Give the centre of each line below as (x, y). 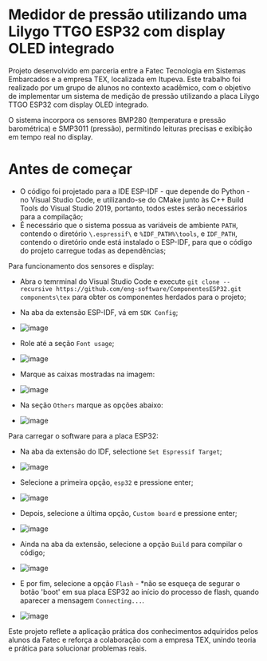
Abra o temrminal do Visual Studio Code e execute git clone (120, 281)
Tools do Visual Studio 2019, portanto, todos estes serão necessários (133, 208)
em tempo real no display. (51, 136)
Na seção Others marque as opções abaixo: (91, 405)
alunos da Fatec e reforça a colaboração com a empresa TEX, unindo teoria (132, 639)
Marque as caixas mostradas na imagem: (87, 374)
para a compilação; (51, 216)
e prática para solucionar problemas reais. (78, 648)
